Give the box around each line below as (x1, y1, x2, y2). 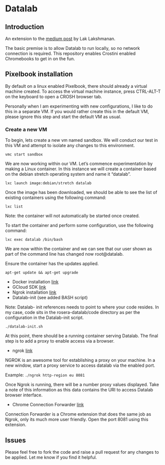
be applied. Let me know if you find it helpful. (5, 454, 97, 460)
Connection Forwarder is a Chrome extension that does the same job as (5, 411, 152, 417)
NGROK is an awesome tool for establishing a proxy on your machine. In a (5, 357, 156, 363)
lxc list (5, 204, 23, 209)
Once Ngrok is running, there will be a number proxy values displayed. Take (5, 382, 159, 387)
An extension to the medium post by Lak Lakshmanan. (5, 36, 116, 41)
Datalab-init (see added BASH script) (12, 295, 88, 301)
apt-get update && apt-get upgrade (5, 270, 79, 275)
